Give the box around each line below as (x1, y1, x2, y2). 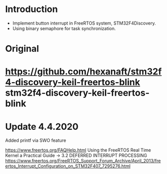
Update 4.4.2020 (5, 121, 79, 132)
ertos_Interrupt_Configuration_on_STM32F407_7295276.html (5, 163, 131, 169)
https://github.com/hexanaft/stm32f (5, 66, 162, 77)
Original (5, 43, 39, 55)
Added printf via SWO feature (5, 137, 66, 143)
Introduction (5, 4, 58, 15)
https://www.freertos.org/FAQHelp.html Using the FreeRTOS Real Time (5, 147, 151, 153)
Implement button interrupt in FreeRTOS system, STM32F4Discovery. (12, 20, 156, 26)
